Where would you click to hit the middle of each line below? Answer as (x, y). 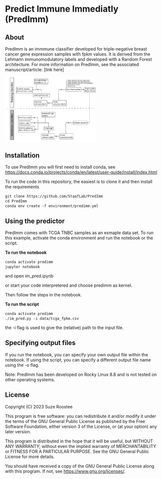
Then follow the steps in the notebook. (43, 295)
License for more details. (30, 457)
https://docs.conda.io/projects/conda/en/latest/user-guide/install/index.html (81, 172)
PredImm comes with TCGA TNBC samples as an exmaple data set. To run (79, 233)
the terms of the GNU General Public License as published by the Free (75, 421)
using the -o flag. (22, 365)
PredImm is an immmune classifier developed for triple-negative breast (76, 49)
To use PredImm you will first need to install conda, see (60, 167)
